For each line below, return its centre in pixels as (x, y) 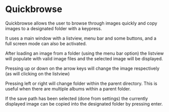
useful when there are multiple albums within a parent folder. (68, 88)
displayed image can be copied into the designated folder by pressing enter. (84, 103)
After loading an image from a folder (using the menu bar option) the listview (84, 53)
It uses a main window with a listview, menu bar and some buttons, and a (81, 38)
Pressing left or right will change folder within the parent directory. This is (81, 83)
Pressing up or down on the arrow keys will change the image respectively (82, 68)
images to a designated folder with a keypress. (54, 28)
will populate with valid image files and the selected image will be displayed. (84, 58)
